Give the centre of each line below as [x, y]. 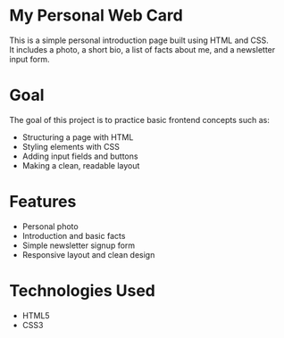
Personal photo [50, 226]
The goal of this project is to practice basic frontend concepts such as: [140, 120]
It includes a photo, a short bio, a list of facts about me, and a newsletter [142, 49]
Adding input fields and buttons [80, 156]
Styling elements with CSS [71, 146]
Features [43, 202]
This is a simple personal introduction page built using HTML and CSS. [139, 40]
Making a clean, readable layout [81, 165]
